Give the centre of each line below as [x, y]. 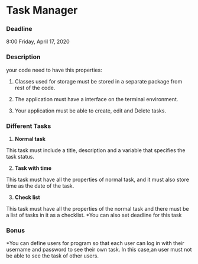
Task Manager [42, 10]
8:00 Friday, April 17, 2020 [38, 41]
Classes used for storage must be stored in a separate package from [98, 81]
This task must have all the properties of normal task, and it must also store [98, 180]
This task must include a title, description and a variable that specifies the [96, 150]
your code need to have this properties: [54, 70]
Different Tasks [29, 126]
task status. [20, 157]
